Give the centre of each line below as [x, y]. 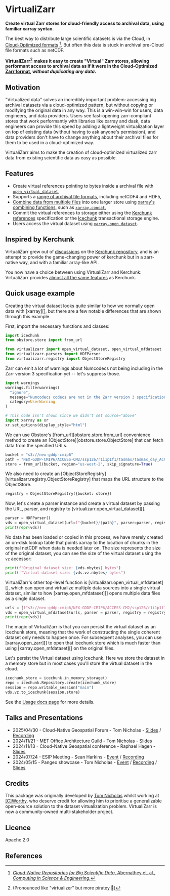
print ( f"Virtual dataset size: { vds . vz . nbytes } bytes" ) [65, 573]
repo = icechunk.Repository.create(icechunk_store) [61, 683]
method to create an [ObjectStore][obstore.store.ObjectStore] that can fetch [84, 440]
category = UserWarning [33, 402]
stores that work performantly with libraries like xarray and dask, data [78, 121]
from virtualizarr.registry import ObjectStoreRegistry [65, 359]
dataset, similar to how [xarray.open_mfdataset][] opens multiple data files [83, 593]
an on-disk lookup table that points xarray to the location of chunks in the [82, 542]
